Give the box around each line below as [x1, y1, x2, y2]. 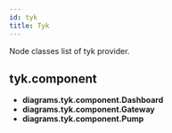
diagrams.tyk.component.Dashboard [21, 95, 164, 106]
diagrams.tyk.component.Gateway [21, 104, 155, 115]
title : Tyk [9, 21, 50, 30]
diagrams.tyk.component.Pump [21, 113, 144, 124]
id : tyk [9, 12, 38, 22]
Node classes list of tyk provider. [9, 45, 130, 56]
